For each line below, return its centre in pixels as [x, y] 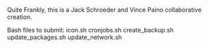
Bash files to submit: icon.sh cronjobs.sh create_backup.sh [90, 30]
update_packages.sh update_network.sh [65, 37]
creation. [20, 17]
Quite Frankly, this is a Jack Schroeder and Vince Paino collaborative [104, 10]
